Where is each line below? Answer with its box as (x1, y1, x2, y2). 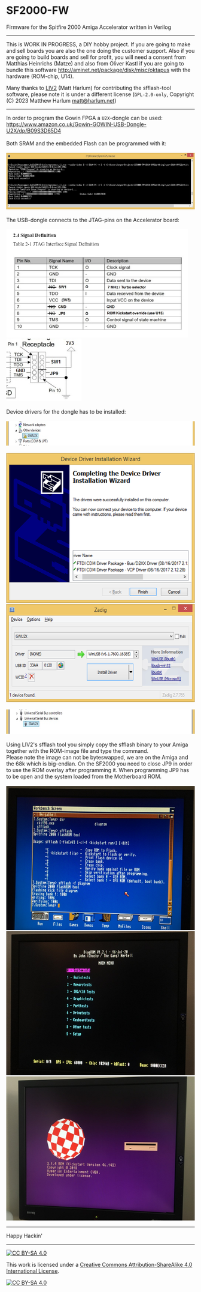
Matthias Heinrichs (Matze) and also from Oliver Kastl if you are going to (6, 59, 184, 67)
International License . (6, 1267, 60, 1275)
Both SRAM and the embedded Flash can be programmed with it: (6, 139, 166, 147)
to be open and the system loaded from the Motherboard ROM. (6, 773, 162, 780)
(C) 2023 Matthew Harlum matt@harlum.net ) (6, 97, 117, 104)
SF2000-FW (6, 4, 69, 17)
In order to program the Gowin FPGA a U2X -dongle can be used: (6, 114, 163, 121)
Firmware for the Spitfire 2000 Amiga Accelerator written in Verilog (6, 23, 172, 31)
